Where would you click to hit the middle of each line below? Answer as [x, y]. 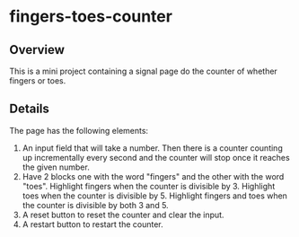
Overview [37, 50]
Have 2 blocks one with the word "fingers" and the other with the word [153, 176]
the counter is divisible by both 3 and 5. [95, 205]
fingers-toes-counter [91, 17]
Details [29, 109]
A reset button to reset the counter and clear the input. [123, 215]
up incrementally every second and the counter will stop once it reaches [156, 157]
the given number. [56, 167]
